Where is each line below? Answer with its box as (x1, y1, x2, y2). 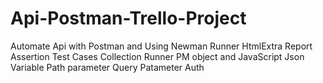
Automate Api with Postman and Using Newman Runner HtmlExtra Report (10, 40, 313, 52)
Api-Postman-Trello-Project (10, 7, 247, 30)
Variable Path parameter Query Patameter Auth (10, 61, 205, 73)
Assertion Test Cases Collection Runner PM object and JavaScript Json (10, 50, 305, 62)
